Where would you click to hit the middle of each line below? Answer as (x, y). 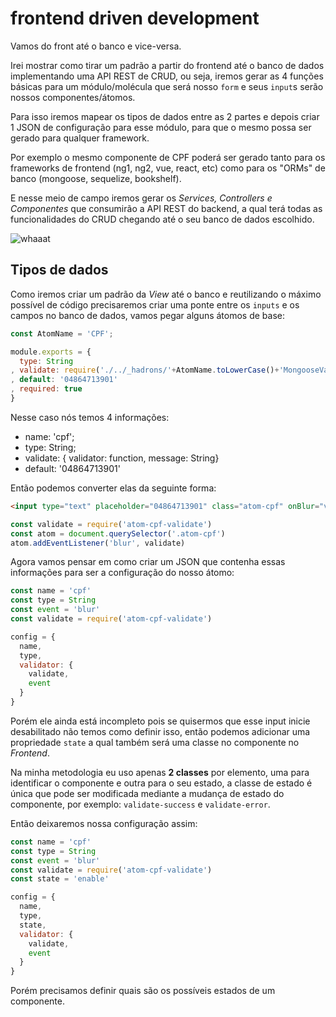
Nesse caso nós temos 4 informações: (90, 417)
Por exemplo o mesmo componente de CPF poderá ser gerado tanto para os (168, 157)
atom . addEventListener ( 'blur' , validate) (98, 543)
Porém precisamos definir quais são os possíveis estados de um (143, 991)
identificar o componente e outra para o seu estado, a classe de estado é (161, 783)
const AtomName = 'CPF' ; (62, 333)
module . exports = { (51, 352)
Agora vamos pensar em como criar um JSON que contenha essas (148, 562)
